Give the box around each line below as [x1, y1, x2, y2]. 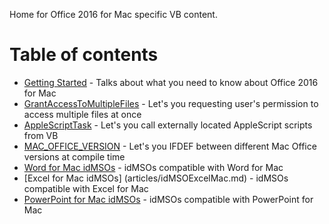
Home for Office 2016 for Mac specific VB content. [9, 9, 218, 20]
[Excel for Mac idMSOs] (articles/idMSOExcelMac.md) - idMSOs [23, 172, 289, 184]
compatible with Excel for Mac [23, 182, 149, 194]
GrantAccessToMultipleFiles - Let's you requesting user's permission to [23, 97, 319, 109]
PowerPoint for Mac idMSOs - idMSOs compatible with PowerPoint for [23, 193, 314, 205]
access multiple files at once [23, 108, 142, 120]
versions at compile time [23, 150, 126, 163]
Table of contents [9, 44, 159, 66]
